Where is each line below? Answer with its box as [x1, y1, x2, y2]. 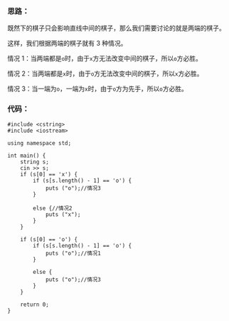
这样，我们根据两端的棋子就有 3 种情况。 [7, 39, 127, 48]
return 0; [20, 301, 50, 308]
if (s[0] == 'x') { [20, 170, 78, 178]
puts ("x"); [45, 210, 81, 218]
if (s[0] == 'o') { [20, 235, 78, 243]
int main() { [7, 152, 46, 159]
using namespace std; [7, 139, 72, 147]
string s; [20, 158, 50, 165]
